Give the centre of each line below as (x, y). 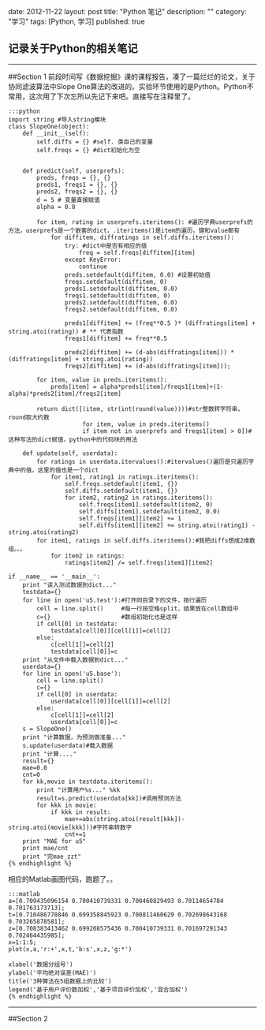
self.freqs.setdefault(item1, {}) (121, 483)
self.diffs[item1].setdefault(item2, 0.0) (149, 511)
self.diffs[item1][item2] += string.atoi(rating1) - (167, 525)
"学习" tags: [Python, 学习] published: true (77, 21)
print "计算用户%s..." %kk (78, 790)
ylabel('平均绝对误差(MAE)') (52, 972)
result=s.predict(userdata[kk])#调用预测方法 (109, 798)
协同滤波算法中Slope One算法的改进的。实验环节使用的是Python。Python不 (131, 86)
